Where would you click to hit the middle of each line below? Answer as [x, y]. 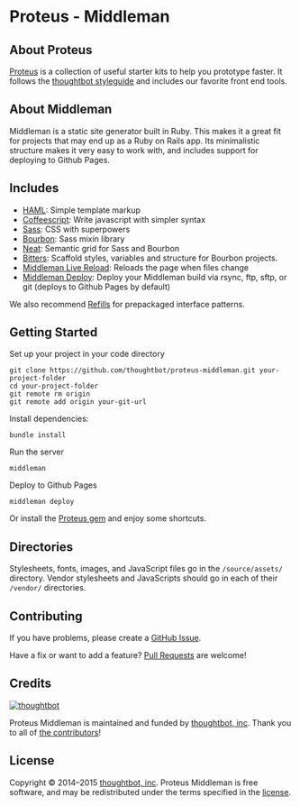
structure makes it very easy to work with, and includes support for [134, 150]
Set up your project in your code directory [87, 354]
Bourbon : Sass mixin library [73, 238]
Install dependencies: [49, 419]
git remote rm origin [50, 394]
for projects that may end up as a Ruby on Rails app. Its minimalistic [135, 141]
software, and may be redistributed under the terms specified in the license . [150, 792]
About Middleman [61, 110]
